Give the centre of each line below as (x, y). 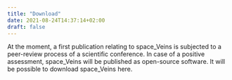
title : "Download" (34, 14)
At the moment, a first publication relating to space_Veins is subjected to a (114, 47)
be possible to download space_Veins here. (70, 69)
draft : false (26, 27)
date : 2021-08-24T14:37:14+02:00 (56, 20)
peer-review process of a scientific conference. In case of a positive (106, 54)
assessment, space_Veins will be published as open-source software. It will (116, 62)
